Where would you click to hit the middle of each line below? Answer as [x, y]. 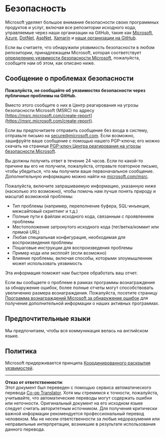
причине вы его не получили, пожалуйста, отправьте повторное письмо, [82, 166]
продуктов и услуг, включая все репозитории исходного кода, [71, 27]
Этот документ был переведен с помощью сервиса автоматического [78, 388]
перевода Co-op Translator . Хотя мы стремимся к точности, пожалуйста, [82, 393]
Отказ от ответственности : [34, 382]
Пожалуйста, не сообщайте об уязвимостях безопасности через [75, 90]
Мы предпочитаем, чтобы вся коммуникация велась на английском [77, 330]
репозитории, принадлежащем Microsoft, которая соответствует [73, 53]
